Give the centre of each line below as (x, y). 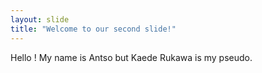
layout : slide (40, 19)
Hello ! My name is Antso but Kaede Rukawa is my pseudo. (131, 57)
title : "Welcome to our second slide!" (93, 29)
